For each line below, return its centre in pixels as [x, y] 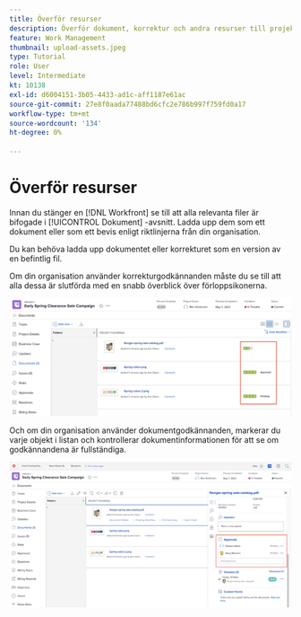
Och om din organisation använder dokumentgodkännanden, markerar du [145, 430]
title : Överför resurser [56, 19]
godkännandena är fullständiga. [68, 449]
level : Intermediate [48, 76]
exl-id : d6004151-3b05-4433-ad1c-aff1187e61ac [98, 94]
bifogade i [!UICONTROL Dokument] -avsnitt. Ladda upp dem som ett [138, 222]
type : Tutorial [38, 57]
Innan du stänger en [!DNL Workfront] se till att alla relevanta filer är [134, 212]
